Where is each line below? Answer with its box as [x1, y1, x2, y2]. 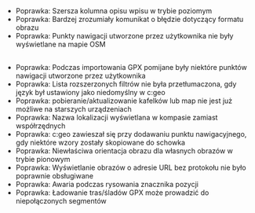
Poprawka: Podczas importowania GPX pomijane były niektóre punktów [15, 62, 247, 72]
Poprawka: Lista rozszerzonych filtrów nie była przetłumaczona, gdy [15, 79, 237, 89]
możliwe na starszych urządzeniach [15, 104, 132, 113]
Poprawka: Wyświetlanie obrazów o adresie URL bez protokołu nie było [15, 163, 246, 172]
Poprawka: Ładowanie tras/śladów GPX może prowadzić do [15, 188, 209, 197]
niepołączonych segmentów [15, 196, 107, 205]
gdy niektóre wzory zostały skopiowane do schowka [15, 138, 186, 147]
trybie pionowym [15, 154, 71, 163]
